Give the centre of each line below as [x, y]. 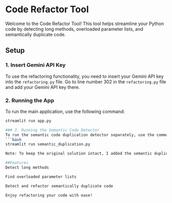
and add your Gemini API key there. [43, 87]
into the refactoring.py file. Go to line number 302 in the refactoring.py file [86, 82]
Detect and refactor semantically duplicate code [59, 186]
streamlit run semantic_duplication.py [48, 144]
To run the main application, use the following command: [65, 111]
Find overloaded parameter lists [41, 177]
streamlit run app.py [28, 121]
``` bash [14, 140]
